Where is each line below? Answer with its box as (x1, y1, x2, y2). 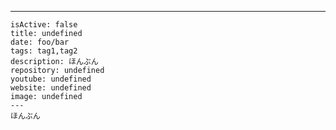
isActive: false (10, 20, 78, 30)
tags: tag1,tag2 (10, 46, 78, 56)
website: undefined (10, 83, 92, 93)
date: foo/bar (10, 37, 70, 47)
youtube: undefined (10, 74, 92, 84)
